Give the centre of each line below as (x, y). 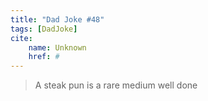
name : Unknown (57, 47)
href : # (44, 57)
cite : (21, 38)
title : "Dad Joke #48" (57, 19)
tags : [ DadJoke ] (44, 29)
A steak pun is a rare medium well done (116, 85)
